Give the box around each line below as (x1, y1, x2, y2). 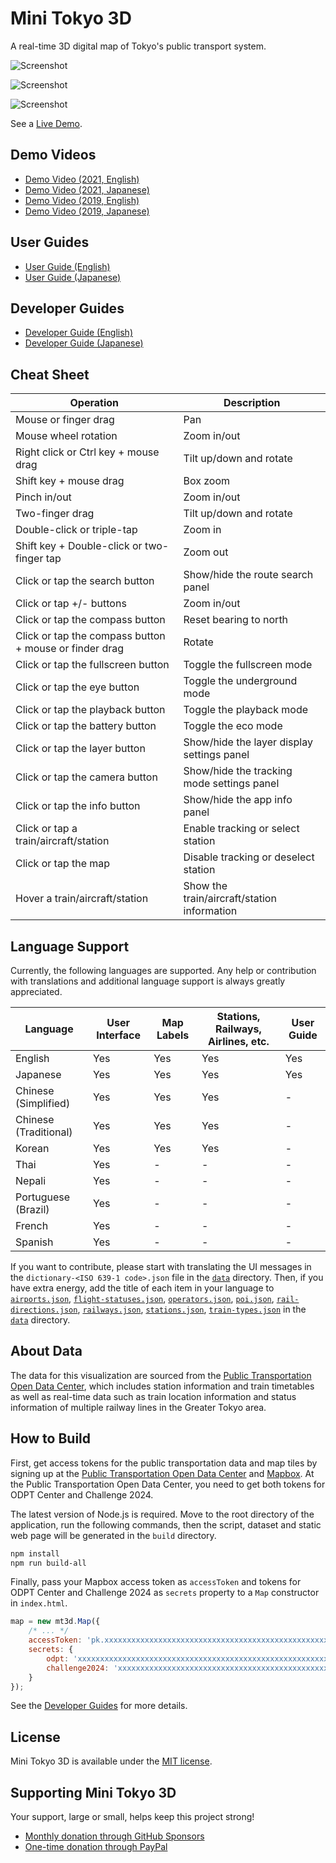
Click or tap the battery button (15, 719, 157, 733)
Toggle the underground (183, 674, 298, 688)
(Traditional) (15, 1125, 73, 1139)
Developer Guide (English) (24, 327, 133, 339)
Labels (156, 1028, 190, 1042)
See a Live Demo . (10, 117, 83, 129)
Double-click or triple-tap (15, 523, 138, 537)
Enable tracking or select (183, 822, 300, 836)
